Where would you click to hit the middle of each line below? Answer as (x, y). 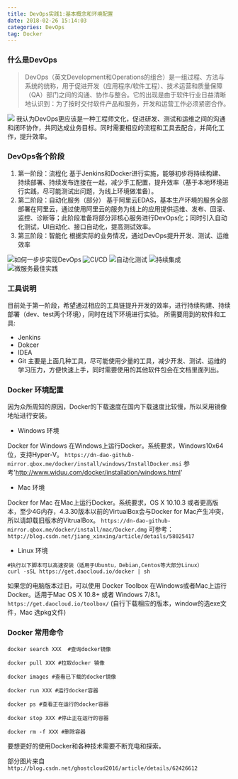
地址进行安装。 (29, 416)
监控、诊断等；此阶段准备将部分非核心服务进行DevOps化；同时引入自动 (123, 217)
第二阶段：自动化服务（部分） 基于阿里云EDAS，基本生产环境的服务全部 (123, 200)
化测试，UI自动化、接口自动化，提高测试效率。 (86, 226)
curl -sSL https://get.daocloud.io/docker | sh (79, 572)
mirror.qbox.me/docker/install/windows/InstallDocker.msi (95, 464)
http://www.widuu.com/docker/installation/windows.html (98, 473)
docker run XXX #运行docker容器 (53, 690)
